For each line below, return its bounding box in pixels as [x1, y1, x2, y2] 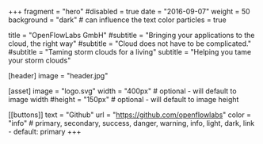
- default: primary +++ [8, 127, 82, 136]
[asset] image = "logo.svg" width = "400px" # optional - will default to [8, 86, 237, 96]
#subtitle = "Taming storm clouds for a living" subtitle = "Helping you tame [8, 47, 252, 56]
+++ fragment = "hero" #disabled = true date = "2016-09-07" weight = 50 [8, 7, 251, 16]
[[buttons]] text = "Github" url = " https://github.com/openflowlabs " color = [8, 110, 252, 119]
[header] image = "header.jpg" [8, 71, 109, 80]
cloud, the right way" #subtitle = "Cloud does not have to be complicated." [8, 39, 252, 48]
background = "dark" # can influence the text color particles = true [8, 15, 227, 25]
